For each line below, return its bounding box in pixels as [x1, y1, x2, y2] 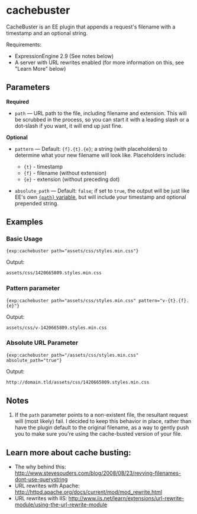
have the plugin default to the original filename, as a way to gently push [14, 424, 189, 431]
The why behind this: [14, 464, 66, 471]
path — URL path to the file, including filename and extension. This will [14, 109, 187, 116]
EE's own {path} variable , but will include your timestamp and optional [14, 193, 186, 201]
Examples [6, 217, 43, 227]
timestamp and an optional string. [6, 29, 88, 36]
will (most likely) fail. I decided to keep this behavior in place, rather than [14, 418, 192, 425]
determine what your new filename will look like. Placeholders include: [14, 151, 186, 158]
